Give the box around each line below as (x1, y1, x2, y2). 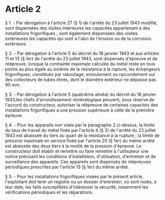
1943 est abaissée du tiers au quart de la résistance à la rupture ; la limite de (5, 132, 160, 138)
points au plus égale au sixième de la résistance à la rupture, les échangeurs (5, 66, 160, 72)
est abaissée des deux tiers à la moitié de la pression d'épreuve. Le (5, 143, 142, 149)
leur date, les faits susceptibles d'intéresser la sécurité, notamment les (5, 184, 149, 190)
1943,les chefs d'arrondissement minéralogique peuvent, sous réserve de (5, 96, 155, 102)
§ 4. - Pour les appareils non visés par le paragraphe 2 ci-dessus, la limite (5, 122, 155, 128)
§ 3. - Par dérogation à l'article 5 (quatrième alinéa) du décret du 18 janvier (5, 91, 157, 97)
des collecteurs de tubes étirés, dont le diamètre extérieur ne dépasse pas (5, 77, 156, 82)
